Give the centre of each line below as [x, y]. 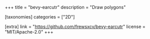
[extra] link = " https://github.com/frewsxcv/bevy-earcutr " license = [75, 26]
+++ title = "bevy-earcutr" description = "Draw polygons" [65, 7]
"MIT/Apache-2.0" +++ [29, 32]
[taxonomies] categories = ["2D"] [40, 17]
